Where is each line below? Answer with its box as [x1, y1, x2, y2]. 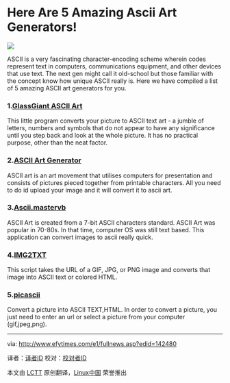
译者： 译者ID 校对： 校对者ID [7, 354, 87, 362]
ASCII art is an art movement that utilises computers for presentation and [7, 171, 213, 180]
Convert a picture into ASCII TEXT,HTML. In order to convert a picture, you [7, 306, 218, 314]
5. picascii [7, 290, 40, 299]
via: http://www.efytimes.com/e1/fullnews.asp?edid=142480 [7, 340, 177, 348]
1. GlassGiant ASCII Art [7, 101, 83, 110]
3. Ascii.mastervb [7, 203, 66, 212]
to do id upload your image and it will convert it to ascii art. [7, 186, 172, 194]
